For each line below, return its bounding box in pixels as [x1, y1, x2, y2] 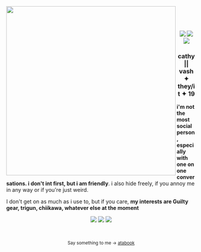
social [176, 123, 193, 130]
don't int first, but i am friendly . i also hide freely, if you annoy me [30, 180, 195, 187]
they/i [177, 82, 196, 90]
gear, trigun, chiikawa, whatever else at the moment [6, 204, 140, 212]
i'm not [176, 103, 195, 111]
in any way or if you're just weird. [6, 186, 88, 194]
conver [176, 174, 195, 181]
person [176, 129, 196, 136]
